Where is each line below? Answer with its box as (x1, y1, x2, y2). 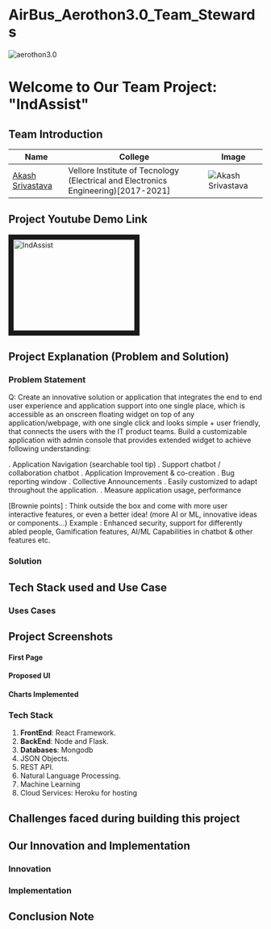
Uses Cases (8, 605, 56, 616)
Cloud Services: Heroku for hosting (19, 788, 138, 798)
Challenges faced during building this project (8, 811, 240, 826)
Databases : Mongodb (19, 745, 94, 755)
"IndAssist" (8, 95, 90, 114)
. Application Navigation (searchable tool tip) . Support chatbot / (8, 459, 221, 470)
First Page (8, 652, 44, 662)
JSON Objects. (19, 754, 70, 763)
